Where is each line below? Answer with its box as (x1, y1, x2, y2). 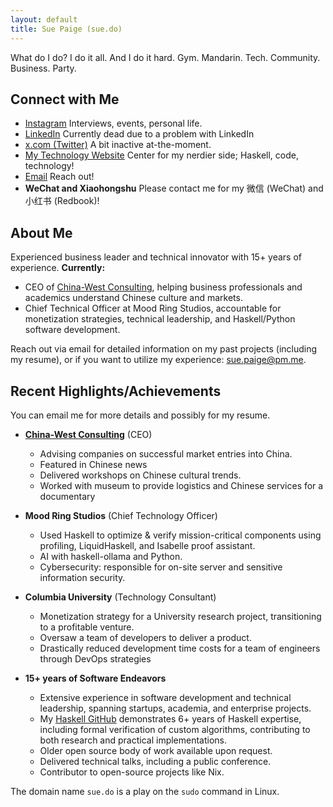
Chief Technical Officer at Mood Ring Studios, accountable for (24, 302, 282, 315)
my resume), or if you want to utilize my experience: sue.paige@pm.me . (10, 354, 307, 366)
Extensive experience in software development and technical (39, 691, 292, 703)
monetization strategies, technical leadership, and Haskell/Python (24, 313, 296, 325)
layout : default (10, 14, 78, 25)
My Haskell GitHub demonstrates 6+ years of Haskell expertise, (39, 712, 302, 725)
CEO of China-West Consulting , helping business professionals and (24, 281, 303, 293)
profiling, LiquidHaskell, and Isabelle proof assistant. (39, 539, 256, 551)
